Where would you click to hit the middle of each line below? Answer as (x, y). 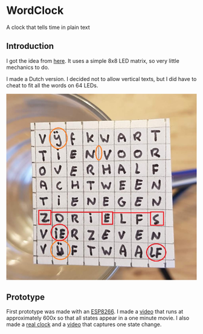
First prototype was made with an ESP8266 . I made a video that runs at (95, 312)
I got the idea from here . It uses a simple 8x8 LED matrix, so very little (93, 60)
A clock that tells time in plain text (48, 27)
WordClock (35, 11)
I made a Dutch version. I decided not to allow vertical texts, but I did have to (101, 79)
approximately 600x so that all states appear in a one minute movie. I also (98, 318)
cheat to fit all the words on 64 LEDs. (52, 85)
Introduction (30, 46)
